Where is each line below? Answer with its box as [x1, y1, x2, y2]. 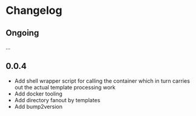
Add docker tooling [14, 90, 63, 97]
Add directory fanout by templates [14, 96, 101, 103]
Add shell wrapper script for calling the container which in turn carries [14, 77, 191, 85]
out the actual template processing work [14, 83, 116, 91]
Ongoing [5, 28, 39, 38]
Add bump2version [14, 103, 63, 110]
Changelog [5, 4, 63, 18]
